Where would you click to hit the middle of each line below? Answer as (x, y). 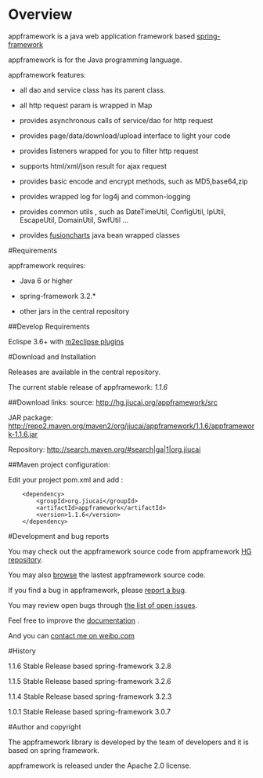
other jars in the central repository (74, 311)
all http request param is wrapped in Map (86, 105)
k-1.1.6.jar (23, 434)
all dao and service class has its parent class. (92, 90)
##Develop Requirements (49, 326)
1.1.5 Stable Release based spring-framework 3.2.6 (90, 681)
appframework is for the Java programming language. (95, 60)
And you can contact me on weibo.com (71, 635)
